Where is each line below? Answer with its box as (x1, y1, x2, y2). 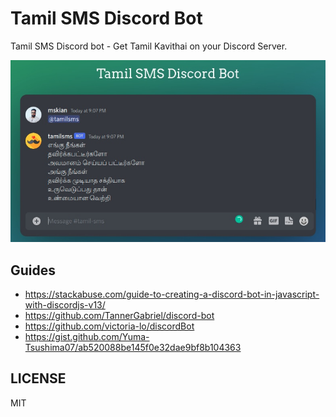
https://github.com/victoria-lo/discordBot (24, 320, 195, 332)
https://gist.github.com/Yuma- (24, 330, 150, 342)
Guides (10, 262, 57, 279)
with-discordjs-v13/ (24, 298, 106, 311)
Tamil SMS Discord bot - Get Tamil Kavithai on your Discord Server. (10, 40, 288, 52)
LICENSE (10, 370, 67, 387)
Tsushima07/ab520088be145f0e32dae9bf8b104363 (24, 341, 242, 353)
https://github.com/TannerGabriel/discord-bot (24, 309, 215, 321)
